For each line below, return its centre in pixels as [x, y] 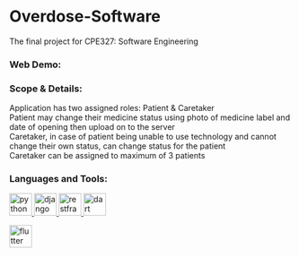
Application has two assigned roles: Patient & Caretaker [112, 108]
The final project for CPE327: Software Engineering [104, 41]
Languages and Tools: [58, 179]
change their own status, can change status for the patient [118, 146]
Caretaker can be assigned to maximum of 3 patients [107, 156]
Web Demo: [35, 64]
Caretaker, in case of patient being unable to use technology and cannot [143, 137]
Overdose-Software [85, 17]
